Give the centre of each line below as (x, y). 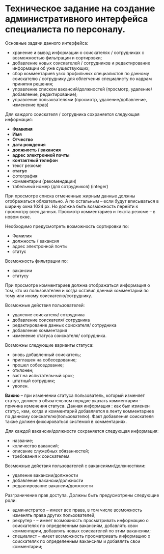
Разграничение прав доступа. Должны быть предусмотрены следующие (82, 495)
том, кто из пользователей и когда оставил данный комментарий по (77, 290)
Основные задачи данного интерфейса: (47, 43)
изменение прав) (30, 105)
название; (23, 441)
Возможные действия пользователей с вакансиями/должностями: (75, 466)
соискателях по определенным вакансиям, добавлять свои (75, 526)
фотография (25, 176)
